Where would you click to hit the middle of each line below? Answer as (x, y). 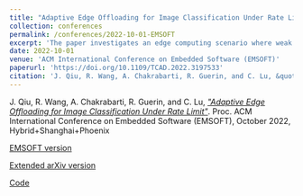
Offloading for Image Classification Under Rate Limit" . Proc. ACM (131, 111)
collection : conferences (56, 26)
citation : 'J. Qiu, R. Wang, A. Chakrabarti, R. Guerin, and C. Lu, (141, 76)
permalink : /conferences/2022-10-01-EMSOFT (92, 34)
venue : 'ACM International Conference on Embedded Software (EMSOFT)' (145, 59)
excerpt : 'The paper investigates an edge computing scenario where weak (151, 43)
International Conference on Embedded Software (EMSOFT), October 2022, (150, 120)
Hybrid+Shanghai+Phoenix (60, 130)
